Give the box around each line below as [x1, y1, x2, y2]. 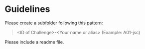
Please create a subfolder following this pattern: [4, 20, 103, 26]
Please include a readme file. [4, 39, 64, 45]
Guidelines [4, 3, 50, 15]
